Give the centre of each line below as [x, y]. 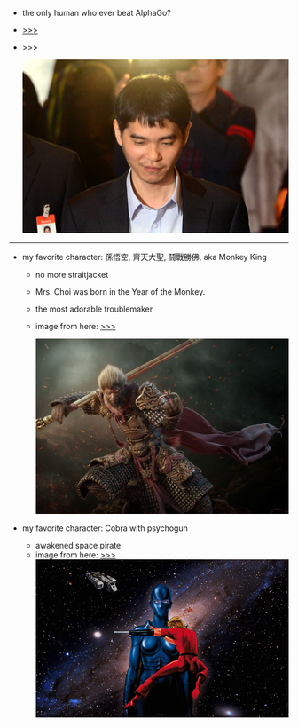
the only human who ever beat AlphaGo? [96, 13]
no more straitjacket [72, 274]
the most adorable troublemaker [94, 309]
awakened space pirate [78, 545]
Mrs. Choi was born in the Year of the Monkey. [120, 291]
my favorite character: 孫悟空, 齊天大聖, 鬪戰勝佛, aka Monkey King [145, 257]
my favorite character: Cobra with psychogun [105, 528]
